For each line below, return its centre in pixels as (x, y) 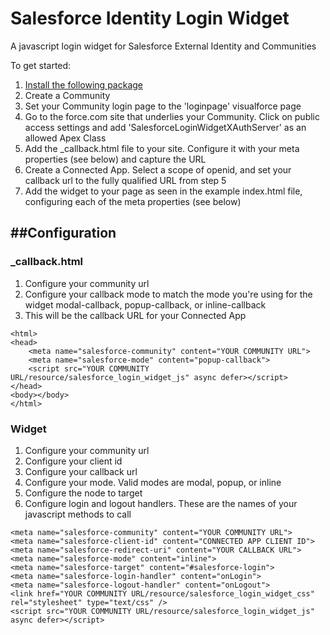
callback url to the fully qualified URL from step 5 (125, 180)
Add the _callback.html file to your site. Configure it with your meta (162, 148)
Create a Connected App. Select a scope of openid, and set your (158, 169)
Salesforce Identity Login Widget (150, 18)
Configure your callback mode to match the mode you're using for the (168, 294)
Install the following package (83, 84)
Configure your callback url (81, 471)
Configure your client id (73, 461)
